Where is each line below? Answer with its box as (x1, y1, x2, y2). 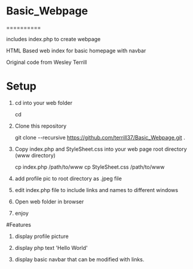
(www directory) (14, 151, 56, 159)
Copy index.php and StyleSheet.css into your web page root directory (14, 145, 187, 153)
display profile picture (14, 233, 69, 240)
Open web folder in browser (14, 198, 84, 205)
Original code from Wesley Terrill (6, 58, 87, 66)
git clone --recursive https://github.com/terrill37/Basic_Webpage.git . (14, 134, 185, 141)
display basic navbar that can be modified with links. (14, 255, 145, 263)
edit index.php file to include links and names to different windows (14, 186, 178, 193)
